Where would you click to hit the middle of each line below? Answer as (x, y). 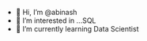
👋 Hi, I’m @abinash (46, 12)
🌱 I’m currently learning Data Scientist (77, 29)
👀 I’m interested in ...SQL (56, 20)
